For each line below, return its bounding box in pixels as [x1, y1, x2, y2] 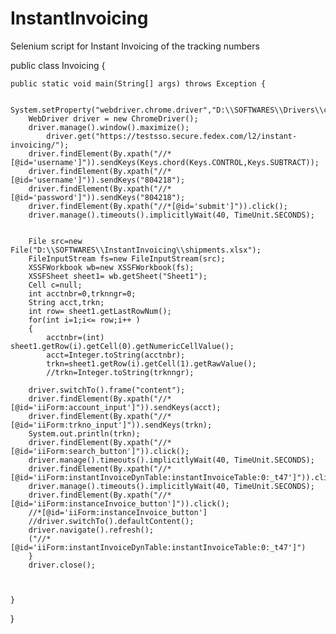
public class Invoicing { [10, 59, 106, 71]
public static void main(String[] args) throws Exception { [10, 78, 267, 89]
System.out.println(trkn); [28, 428, 141, 439]
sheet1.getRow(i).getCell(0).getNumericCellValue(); [10, 341, 235, 351]
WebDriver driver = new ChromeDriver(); [28, 113, 199, 124]
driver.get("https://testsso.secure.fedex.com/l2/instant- [46, 131, 298, 141]
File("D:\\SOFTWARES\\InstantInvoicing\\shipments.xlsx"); [10, 245, 262, 255]
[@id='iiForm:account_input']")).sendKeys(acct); [10, 402, 222, 412]
